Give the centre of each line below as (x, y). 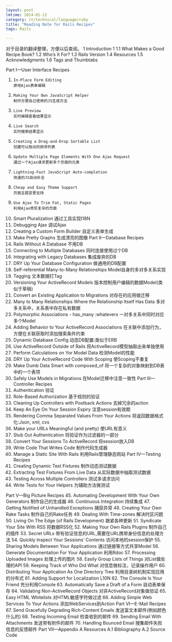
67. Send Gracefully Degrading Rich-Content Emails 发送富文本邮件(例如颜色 (86, 610)
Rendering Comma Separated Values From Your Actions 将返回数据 (84, 416)
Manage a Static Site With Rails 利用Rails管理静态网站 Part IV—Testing (87, 454)
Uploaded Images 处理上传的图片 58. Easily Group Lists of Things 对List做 (83, 559)
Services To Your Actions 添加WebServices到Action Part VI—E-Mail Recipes (86, 604)
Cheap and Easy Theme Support (45, 188)
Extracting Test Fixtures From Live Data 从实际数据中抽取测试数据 (82, 472)
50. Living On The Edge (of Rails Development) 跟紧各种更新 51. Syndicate (84, 521)
